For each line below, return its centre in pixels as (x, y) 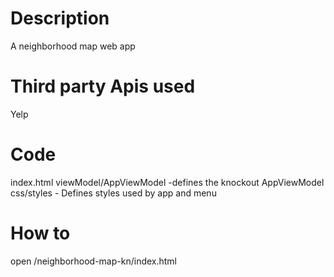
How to (40, 233)
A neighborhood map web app (73, 46)
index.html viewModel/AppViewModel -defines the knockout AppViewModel (167, 182)
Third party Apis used (103, 86)
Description (60, 18)
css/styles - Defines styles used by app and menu (113, 193)
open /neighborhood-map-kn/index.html (94, 261)
